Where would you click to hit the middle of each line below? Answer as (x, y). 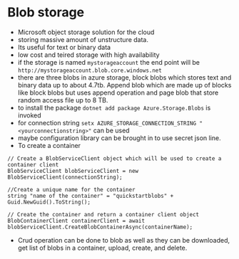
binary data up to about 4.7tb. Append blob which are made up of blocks (124, 85)
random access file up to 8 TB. (63, 100)
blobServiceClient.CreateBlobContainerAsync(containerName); (100, 227)
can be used (111, 130)
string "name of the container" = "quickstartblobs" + (91, 196)
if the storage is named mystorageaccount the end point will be (108, 62)
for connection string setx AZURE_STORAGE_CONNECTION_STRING (107, 122)
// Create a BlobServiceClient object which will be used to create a (115, 158)
